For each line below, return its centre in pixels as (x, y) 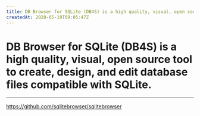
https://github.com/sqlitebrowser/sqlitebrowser (64, 106)
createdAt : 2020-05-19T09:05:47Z (48, 17)
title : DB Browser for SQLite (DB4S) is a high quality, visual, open (96, 12)
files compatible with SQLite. (79, 84)
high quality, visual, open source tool (99, 59)
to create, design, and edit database (97, 72)
